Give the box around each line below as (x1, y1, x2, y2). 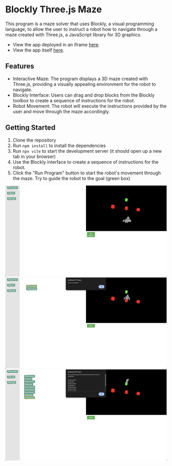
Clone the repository (12, 137, 56, 143)
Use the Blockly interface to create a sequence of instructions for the (12, 158, 159, 165)
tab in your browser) (12, 153, 56, 159)
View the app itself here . (12, 47, 64, 53)
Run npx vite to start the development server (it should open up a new (12, 148, 162, 154)
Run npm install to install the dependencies (12, 142, 106, 149)
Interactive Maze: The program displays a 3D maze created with (12, 76, 148, 82)
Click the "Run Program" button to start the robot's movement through (12, 170, 161, 176)
